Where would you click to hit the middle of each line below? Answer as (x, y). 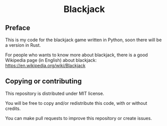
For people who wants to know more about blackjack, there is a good (76, 55)
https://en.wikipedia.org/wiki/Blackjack (45, 66)
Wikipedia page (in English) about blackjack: (51, 60)
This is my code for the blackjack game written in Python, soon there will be (83, 40)
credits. (13, 108)
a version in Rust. (23, 45)
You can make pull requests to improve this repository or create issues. (78, 118)
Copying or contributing (43, 81)
